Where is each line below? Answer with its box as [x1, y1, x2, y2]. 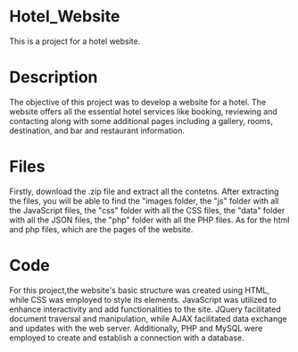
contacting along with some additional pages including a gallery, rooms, [9, 115, 274, 126]
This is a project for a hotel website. [9, 36, 141, 46]
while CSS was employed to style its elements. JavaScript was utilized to [9, 294, 277, 305]
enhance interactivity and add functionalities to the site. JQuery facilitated [9, 304, 281, 314]
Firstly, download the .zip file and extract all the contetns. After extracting [9, 186, 279, 197]
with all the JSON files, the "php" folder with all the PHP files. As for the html [9, 214, 290, 225]
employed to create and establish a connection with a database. [9, 332, 244, 343]
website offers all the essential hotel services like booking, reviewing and [9, 105, 278, 117]
